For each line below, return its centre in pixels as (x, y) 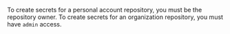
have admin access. (34, 24)
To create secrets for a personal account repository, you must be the (105, 10)
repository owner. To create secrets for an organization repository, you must (115, 17)
